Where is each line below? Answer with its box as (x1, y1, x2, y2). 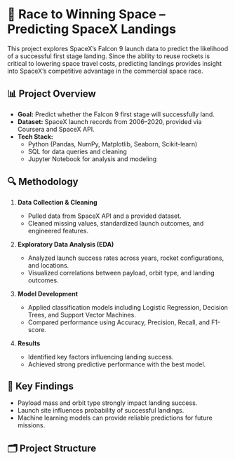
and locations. (27, 261, 69, 269)
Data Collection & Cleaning (17, 198, 98, 206)
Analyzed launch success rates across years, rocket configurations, (27, 254, 224, 262)
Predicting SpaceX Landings (7, 21, 177, 37)
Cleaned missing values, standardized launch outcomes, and (27, 219, 204, 227)
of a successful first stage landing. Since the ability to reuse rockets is (7, 52, 210, 60)
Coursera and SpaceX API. (17, 125, 95, 133)
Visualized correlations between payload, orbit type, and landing (27, 268, 215, 277)
